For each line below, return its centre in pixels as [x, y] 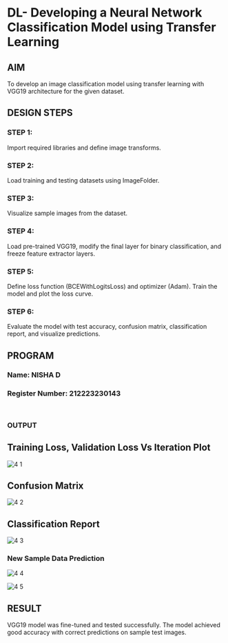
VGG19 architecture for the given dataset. [66, 91]
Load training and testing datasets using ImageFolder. [83, 180]
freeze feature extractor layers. [51, 254]
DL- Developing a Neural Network [105, 13]
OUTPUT [22, 425]
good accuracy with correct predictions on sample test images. [97, 633]
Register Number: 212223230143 [64, 394]
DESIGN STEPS [40, 113]
